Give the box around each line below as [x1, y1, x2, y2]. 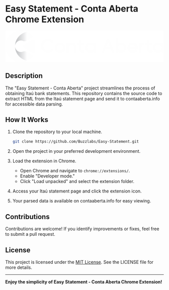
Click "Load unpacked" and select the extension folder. [20, 178, 135, 184]
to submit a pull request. [5, 231, 55, 237]
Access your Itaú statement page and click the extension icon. [12, 188, 142, 194]
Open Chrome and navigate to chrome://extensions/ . [20, 168, 130, 174]
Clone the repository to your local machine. [12, 129, 102, 135]
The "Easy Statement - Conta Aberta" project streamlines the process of [5, 85, 155, 91]
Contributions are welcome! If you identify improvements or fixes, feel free [5, 226, 159, 232]
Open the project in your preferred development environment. [12, 148, 141, 154]
